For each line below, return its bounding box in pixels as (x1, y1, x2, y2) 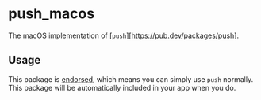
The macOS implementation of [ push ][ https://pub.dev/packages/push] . (8, 31, 240, 40)
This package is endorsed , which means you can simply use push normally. (8, 74, 254, 83)
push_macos (8, 5, 95, 23)
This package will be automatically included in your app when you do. (8, 83, 236, 92)
